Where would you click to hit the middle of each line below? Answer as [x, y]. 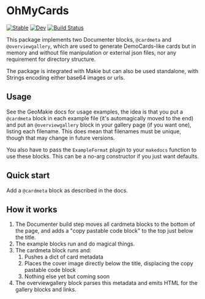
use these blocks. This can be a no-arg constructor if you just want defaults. [102, 156]
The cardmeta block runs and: [53, 250]
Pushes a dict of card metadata [64, 257]
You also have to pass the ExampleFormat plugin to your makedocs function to [102, 149]
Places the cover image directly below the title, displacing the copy [109, 263]
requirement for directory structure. [51, 59]
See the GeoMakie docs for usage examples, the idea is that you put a [95, 112]
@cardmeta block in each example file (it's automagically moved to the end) [100, 118]
